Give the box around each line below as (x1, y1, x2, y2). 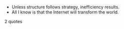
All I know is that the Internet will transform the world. (11, 9, 119, 15)
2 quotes (4, 19, 22, 24)
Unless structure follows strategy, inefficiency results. (11, 4, 120, 10)
